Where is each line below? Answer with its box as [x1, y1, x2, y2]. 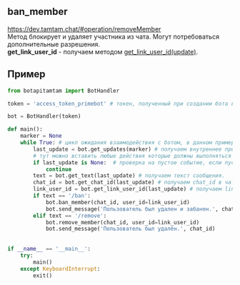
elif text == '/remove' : [33, 212, 107, 219]
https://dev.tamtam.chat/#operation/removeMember [7, 24, 161, 33]
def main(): [7, 126, 43, 133]
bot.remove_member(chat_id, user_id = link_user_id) [45, 219, 200, 226]
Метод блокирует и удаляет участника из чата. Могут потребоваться [7, 32, 220, 41]
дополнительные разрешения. [7, 39, 101, 49]
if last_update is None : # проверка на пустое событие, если [33, 159, 222, 166]
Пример [7, 68, 46, 81]
